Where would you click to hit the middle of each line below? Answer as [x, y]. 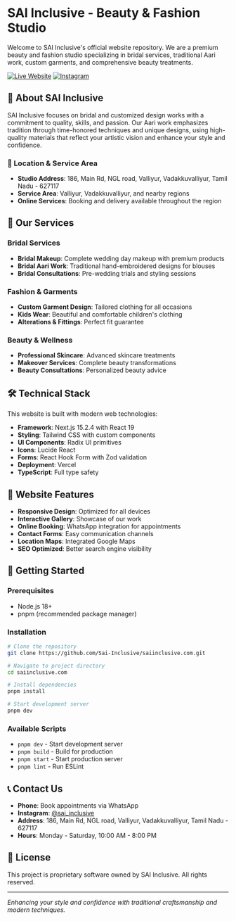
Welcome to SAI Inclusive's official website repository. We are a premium [113, 47]
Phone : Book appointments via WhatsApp [78, 806]
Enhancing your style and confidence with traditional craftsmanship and [112, 902]
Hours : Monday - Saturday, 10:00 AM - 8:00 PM [87, 836]
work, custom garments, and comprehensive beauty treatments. [100, 62]
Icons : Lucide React [46, 450]
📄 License [29, 857]
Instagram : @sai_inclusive [56, 813]
